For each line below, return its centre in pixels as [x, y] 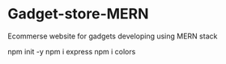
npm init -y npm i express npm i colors [72, 51]
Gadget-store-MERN [78, 14]
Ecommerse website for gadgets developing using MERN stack [113, 36]
